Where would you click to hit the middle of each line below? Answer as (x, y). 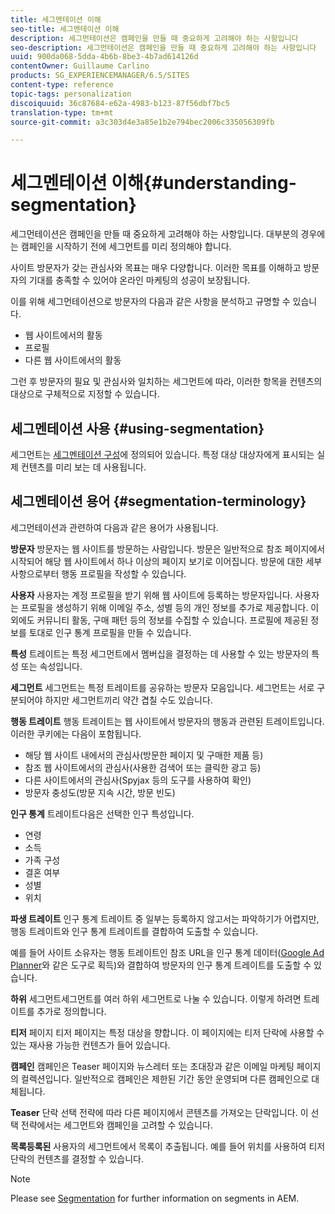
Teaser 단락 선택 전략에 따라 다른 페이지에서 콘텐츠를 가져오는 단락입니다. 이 (159, 1112)
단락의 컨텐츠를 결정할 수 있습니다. (77, 1158)
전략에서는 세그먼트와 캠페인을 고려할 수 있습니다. (116, 1125)
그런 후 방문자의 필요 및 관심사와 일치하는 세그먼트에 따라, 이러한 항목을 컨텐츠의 (166, 382)
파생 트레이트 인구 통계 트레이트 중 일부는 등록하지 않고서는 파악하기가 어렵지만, (165, 918)
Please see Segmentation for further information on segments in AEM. (155, 1198)
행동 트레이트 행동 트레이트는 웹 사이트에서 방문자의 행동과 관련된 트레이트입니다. (167, 721)
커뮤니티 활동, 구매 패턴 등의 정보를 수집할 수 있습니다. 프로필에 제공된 (172, 620)
